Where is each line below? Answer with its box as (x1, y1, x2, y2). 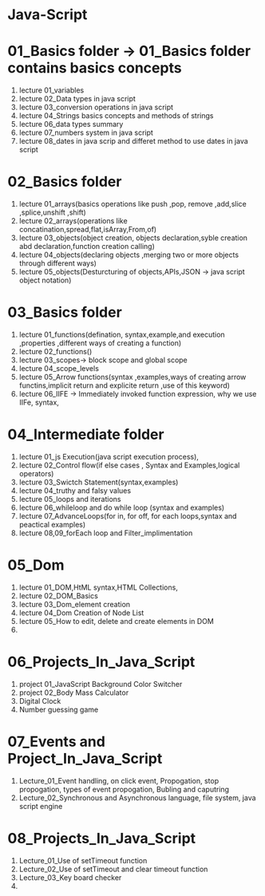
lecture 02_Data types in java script (18, 94, 136, 104)
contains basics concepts (7, 59, 182, 77)
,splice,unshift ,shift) (18, 207, 87, 217)
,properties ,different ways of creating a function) (18, 338, 182, 348)
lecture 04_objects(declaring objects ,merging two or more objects (18, 250, 239, 260)
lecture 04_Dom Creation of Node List (18, 608, 144, 618)
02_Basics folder (7, 173, 122, 191)
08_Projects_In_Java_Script (7, 829, 196, 847)
